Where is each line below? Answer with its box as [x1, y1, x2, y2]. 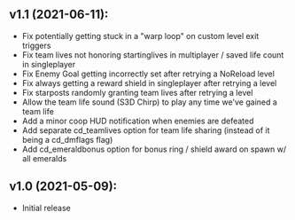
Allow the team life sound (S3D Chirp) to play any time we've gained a [21, 97, 277, 107]
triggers [21, 40, 51, 51]
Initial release [21, 202, 71, 213]
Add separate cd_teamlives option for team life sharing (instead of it [21, 124, 270, 136]
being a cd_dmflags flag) [21, 134, 113, 145]
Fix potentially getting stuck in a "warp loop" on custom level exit [21, 30, 260, 41]
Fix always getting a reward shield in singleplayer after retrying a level [21, 77, 277, 88]
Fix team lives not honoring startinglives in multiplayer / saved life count [21, 49, 284, 60]
